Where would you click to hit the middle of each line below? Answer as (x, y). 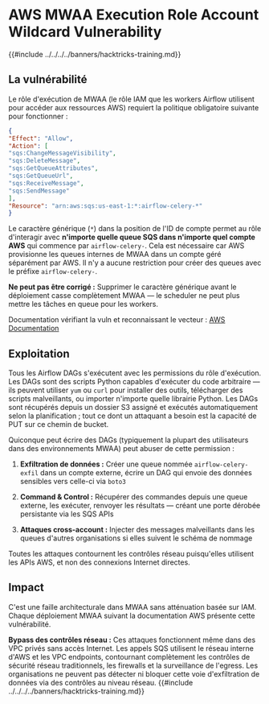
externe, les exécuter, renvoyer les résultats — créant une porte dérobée (140, 506)
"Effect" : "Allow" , (41, 139)
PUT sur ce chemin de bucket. (59, 424)
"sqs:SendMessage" (39, 191)
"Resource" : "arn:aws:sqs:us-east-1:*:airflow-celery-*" (106, 206)
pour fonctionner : (38, 116)
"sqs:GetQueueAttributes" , (53, 168)
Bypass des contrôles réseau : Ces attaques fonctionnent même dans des (132, 640)
